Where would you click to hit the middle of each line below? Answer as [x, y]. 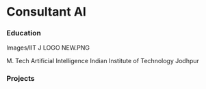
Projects [21, 79]
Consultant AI [47, 12]
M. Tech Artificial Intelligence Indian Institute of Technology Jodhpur [103, 61]
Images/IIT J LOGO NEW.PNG [48, 48]
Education [24, 33]
